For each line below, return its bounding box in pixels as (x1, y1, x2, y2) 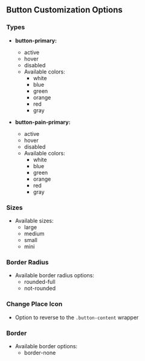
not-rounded (24, 285, 56, 292)
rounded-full (24, 278, 56, 286)
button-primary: (14, 36, 57, 44)
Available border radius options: (14, 272, 95, 279)
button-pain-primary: (14, 118, 71, 126)
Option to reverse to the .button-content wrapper (14, 314, 139, 321)
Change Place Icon (6, 300, 63, 308)
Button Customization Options (6, 5, 123, 15)
